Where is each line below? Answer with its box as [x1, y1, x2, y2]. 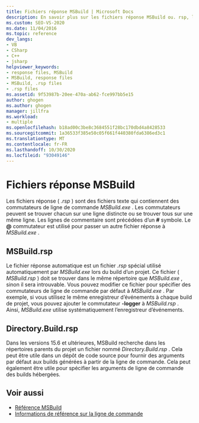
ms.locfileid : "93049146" [6, 152, 70, 158]
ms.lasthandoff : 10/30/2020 [6, 147, 76, 153]
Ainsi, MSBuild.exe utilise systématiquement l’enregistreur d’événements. [6, 307, 185, 314]
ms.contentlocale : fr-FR [6, 141, 68, 147]
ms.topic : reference [6, 31, 57, 37]
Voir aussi [6, 388, 44, 398]
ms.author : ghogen [6, 102, 52, 109]
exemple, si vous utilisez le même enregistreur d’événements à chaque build [6, 293, 192, 301]
